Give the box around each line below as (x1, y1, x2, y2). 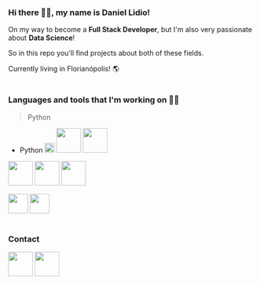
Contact (8, 234, 40, 245)
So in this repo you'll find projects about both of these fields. (8, 49, 204, 58)
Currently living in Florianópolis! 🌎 (8, 64, 120, 74)
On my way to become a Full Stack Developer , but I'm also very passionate (8, 25, 253, 35)
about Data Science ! (8, 33, 75, 42)
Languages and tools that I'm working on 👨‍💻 (8, 94, 180, 105)
